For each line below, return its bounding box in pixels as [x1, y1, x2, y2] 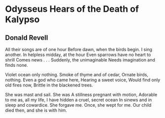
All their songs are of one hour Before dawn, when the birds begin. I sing [5, 47, 153, 52]
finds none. [5, 62, 28, 68]
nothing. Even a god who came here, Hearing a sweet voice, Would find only [5, 77, 161, 83]
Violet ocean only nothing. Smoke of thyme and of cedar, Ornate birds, [5, 72, 149, 77]
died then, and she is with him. [5, 107, 67, 113]
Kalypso [5, 14, 40, 25]
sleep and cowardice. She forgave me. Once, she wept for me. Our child [5, 102, 152, 108]
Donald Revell [5, 33, 48, 42]
